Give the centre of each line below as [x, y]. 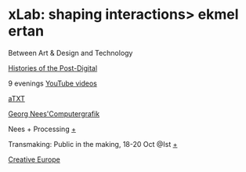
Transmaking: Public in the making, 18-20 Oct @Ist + [93, 144]
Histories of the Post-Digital [53, 68]
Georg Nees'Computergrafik [54, 113]
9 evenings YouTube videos [53, 83]
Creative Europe [34, 159]
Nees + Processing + [42, 129]
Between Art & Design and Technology [71, 53]
